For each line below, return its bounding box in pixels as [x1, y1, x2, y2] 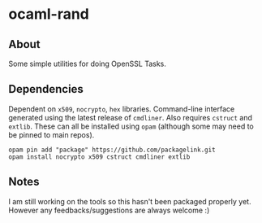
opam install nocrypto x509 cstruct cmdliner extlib [8, 152, 191, 161]
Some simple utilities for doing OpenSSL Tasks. [8, 59, 166, 68]
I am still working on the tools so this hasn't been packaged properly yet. [8, 196, 251, 206]
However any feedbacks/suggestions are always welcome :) [8, 205, 210, 215]
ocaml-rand [8, 5, 89, 24]
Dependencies [8, 82, 84, 96]
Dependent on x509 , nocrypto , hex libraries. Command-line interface [8, 103, 235, 114]
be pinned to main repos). [8, 129, 95, 139]
